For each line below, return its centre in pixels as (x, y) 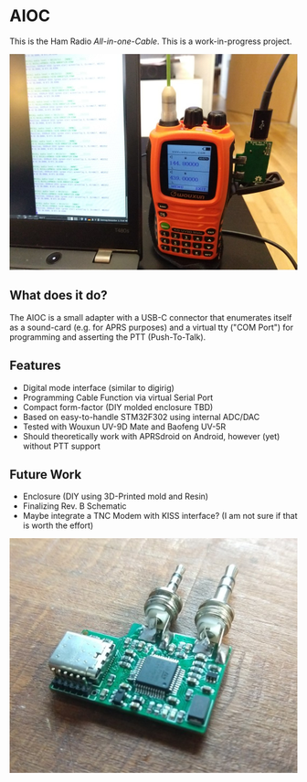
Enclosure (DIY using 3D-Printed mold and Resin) (115, 497)
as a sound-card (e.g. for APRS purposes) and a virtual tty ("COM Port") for (152, 327)
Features (35, 366)
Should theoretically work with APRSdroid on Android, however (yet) (151, 436)
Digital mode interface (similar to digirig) (99, 387)
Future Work (46, 475)
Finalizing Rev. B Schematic (74, 506)
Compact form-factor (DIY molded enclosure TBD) (118, 407)
